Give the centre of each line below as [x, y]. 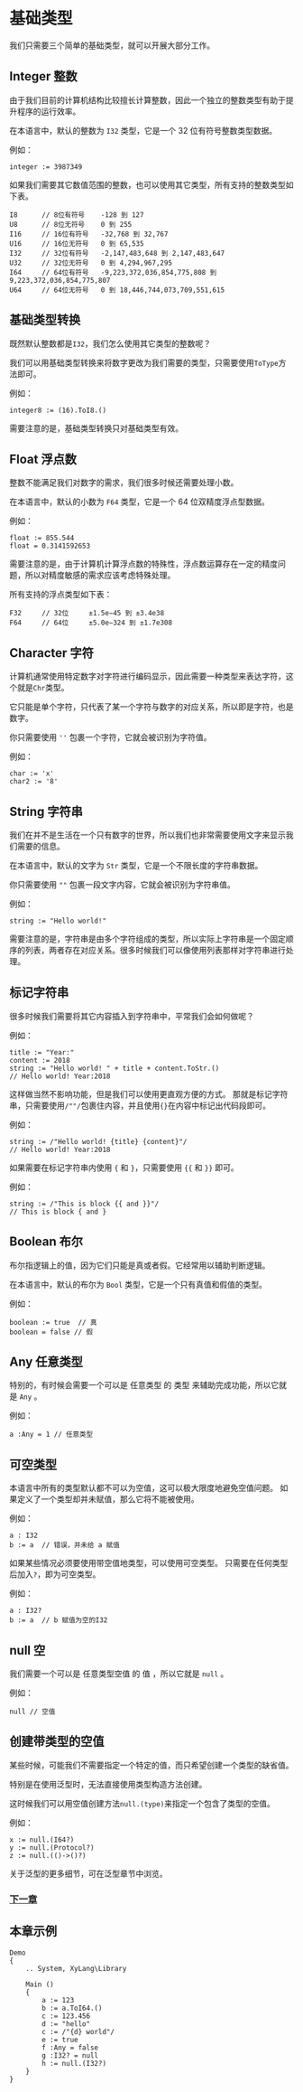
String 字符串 [46, 811]
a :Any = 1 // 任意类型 [51, 1435]
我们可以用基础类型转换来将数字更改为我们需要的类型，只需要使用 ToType [144, 362]
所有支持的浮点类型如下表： [61, 595]
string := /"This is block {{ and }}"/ [84, 1204]
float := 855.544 [42, 539]
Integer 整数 [44, 76]
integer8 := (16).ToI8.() [58, 410]
